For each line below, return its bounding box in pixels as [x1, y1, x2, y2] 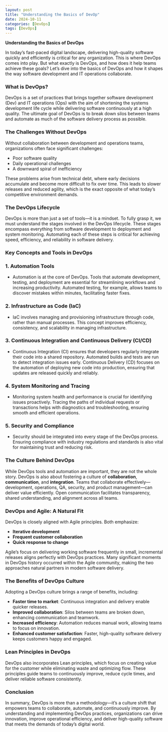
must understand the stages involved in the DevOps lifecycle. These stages [5, 221, 161, 227]
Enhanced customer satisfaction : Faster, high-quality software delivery [12, 631, 162, 637]
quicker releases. [12, 604, 49, 610]
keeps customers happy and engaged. [12, 636, 92, 642]
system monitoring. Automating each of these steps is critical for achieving [5, 231, 160, 237]
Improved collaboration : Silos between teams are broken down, [12, 609, 145, 615]
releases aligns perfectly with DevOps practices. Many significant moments [5, 554, 161, 560]
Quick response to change [12, 539, 69, 545]
